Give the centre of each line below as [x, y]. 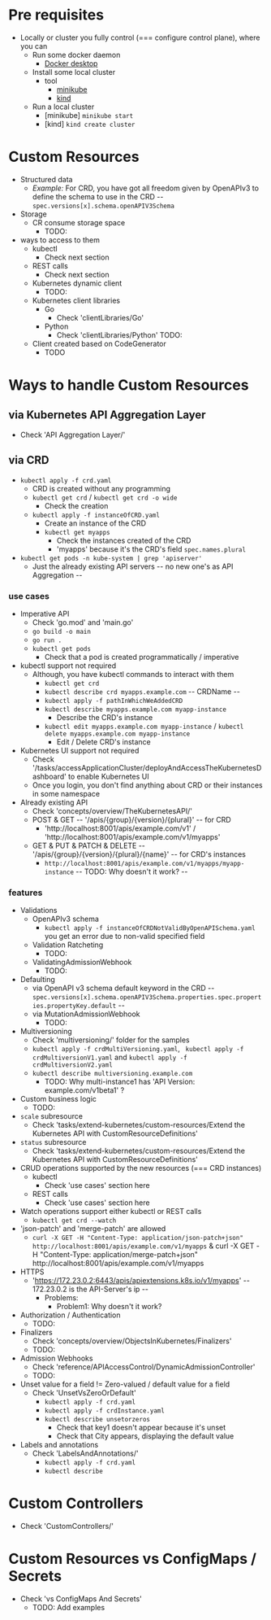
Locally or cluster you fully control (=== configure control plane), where [140, 37]
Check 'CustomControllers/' [67, 1526]
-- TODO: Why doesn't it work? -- [132, 871]
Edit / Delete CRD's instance [104, 741]
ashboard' [49, 776]
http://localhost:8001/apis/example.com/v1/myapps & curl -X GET [143, 1246]
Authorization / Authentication [70, 1315]
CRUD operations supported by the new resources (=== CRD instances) [141, 1168]
